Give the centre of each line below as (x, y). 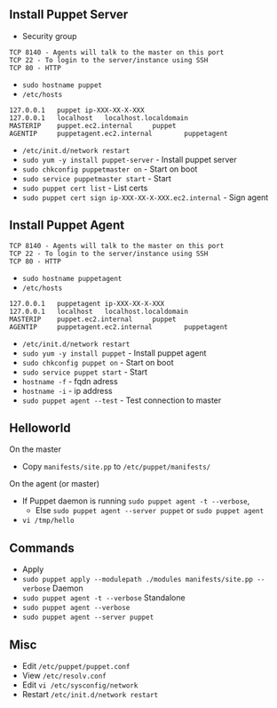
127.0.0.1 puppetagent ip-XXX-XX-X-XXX (87, 303)
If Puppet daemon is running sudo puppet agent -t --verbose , (136, 501)
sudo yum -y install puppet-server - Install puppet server (129, 159)
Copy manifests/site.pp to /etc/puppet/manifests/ (116, 467)
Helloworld (40, 428)
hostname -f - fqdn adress (70, 381)
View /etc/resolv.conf (64, 676)
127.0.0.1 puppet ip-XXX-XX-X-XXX (77, 110)
